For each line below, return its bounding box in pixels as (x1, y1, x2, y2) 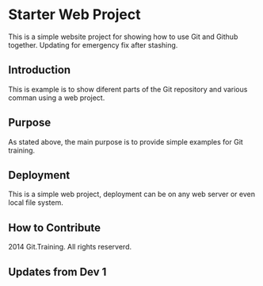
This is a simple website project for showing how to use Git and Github (8, 32, 238, 41)
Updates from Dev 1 (8, 265, 107, 279)
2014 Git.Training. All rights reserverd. (8, 242, 132, 252)
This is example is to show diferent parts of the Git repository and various (8, 84, 248, 94)
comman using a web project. (8, 93, 105, 102)
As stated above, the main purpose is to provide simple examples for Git (8, 137, 243, 146)
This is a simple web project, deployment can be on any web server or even (8, 189, 256, 199)
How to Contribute (8, 221, 101, 234)
